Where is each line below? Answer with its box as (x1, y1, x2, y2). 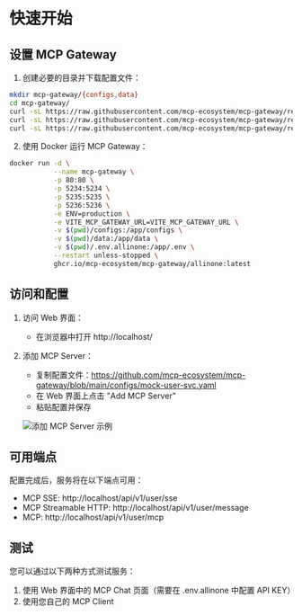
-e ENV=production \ (53, 209, 130, 218)
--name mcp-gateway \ (53, 167, 135, 176)
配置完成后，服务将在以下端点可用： (9, 475, 144, 486)
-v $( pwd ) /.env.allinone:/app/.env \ (53, 243, 195, 252)
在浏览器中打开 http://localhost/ (35, 331, 153, 342)
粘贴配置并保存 (35, 401, 92, 412)
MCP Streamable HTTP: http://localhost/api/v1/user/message (22, 503, 249, 513)
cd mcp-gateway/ (9, 98, 70, 108)
